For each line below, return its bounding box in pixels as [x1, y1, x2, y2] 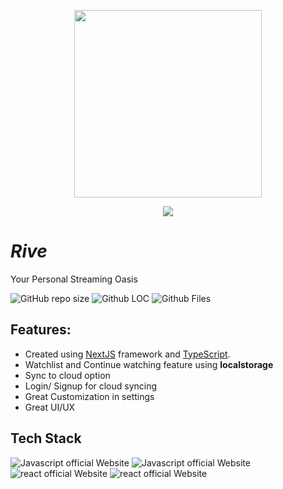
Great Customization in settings [24, 390, 155, 402]
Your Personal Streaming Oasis [10, 273, 138, 285]
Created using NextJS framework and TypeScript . [24, 348, 231, 360]
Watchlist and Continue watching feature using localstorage [24, 358, 274, 370]
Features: [10, 321, 72, 339]
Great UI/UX [24, 401, 76, 413]
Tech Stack [10, 430, 82, 447]
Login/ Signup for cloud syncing [24, 380, 158, 392]
